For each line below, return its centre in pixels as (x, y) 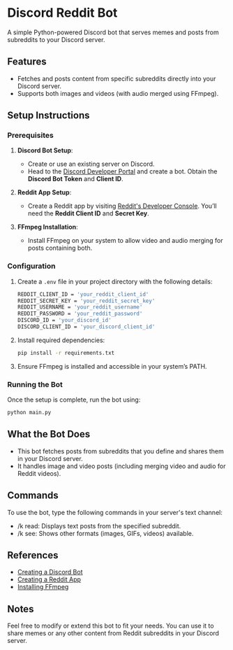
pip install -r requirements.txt (66, 353)
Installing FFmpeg (43, 587)
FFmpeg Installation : (47, 227)
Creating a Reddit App (49, 579)
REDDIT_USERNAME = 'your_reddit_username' (80, 307)
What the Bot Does (49, 434)
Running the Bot (35, 384)
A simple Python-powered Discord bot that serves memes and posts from (113, 32)
